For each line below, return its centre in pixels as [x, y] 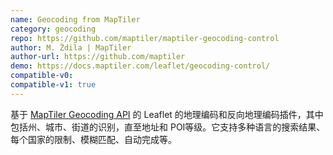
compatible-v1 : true [53, 85]
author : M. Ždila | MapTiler [71, 47]
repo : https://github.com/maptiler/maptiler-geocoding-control [145, 38]
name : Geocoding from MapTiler [75, 19]
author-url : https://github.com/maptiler [98, 57]
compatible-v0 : [42, 76]
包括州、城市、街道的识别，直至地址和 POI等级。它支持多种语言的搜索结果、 [168, 127]
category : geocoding [53, 29]
